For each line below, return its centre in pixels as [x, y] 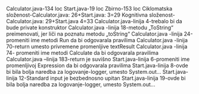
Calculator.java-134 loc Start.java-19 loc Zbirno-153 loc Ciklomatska [89, 9]
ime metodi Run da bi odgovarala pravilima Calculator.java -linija [109, 40]
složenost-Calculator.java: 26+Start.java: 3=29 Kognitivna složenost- [91, 15]
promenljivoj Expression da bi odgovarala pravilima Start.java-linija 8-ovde [97, 65]
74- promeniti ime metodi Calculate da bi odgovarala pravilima [83, 53]
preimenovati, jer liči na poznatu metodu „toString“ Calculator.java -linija [94, 34]
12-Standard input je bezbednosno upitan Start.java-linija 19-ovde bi [102, 78]
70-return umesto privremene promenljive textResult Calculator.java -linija [97, 46]
